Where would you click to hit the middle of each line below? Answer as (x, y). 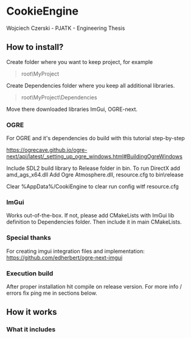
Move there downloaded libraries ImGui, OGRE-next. (72, 109)
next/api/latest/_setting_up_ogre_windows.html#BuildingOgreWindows (94, 157)
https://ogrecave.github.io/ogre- (47, 150)
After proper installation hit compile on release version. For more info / (94, 286)
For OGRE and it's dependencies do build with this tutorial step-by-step (96, 138)
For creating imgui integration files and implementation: (75, 251)
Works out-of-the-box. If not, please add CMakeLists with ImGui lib (90, 216)
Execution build (30, 273)
